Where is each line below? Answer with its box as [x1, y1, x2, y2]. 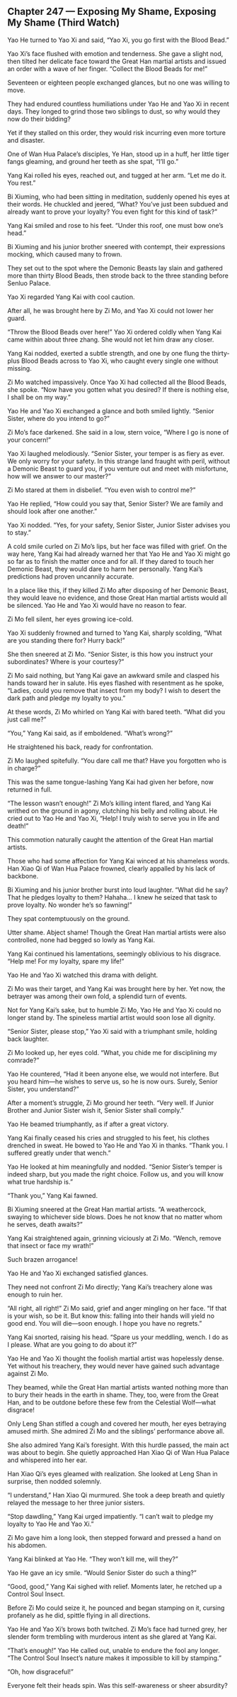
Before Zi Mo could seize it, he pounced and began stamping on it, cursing [7, 1603, 225, 1612]
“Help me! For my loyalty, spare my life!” [7, 956, 125, 965]
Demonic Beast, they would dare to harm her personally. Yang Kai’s [7, 564, 203, 573]
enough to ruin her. [7, 1290, 63, 1299]
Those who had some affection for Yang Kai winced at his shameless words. [7, 856, 230, 865]
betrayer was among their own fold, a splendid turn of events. [7, 992, 187, 1000]
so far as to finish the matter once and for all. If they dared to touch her [7, 557, 214, 565]
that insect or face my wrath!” [7, 1241, 94, 1250]
